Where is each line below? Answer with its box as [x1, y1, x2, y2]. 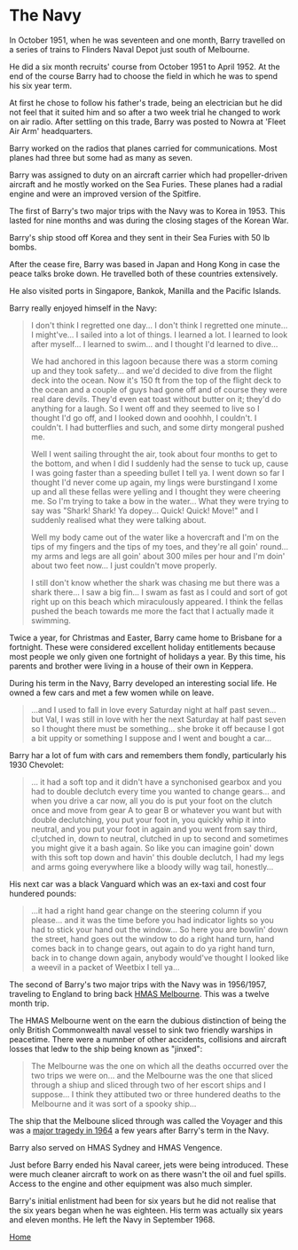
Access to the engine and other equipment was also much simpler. [9, 1178, 253, 1189]
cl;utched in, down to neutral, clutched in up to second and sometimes [30, 833, 289, 843]
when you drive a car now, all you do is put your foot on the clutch [30, 795, 273, 806]
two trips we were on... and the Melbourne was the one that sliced [30, 1070, 273, 1080]
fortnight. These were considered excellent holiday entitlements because [9, 641, 276, 653]
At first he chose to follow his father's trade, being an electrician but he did [9, 97, 283, 107]
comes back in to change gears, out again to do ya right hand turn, [30, 943, 276, 953]
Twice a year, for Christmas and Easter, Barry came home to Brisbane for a [9, 632, 282, 643]
